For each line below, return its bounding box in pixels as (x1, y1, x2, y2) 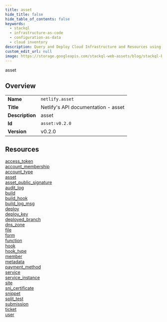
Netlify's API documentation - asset (40, 104, 125, 111)
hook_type (5, 248, 27, 254)
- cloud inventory (9, 40, 48, 45)
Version (7, 128, 27, 135)
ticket (5, 307, 17, 312)
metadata (5, 259, 25, 264)
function (5, 237, 22, 243)
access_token (5, 158, 33, 164)
